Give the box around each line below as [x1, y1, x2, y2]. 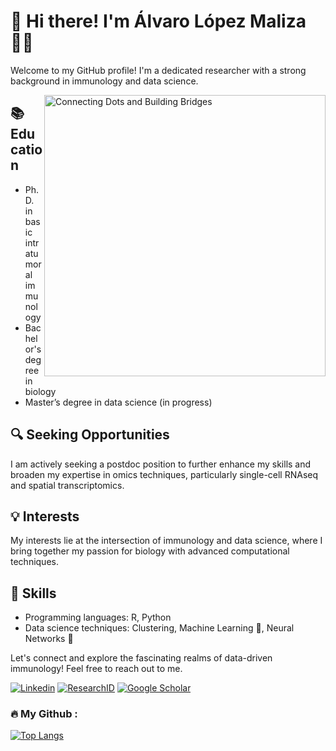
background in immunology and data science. [10, 75, 199, 87]
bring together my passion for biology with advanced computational [10, 545, 290, 557]
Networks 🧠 [24, 633, 74, 645]
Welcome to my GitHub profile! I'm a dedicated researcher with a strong [10, 64, 307, 76]
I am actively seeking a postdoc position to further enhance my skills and [10, 458, 312, 470]
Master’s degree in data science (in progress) [24, 396, 213, 408]
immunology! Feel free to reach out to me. [10, 663, 183, 675]
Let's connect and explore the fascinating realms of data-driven [10, 652, 273, 664]
